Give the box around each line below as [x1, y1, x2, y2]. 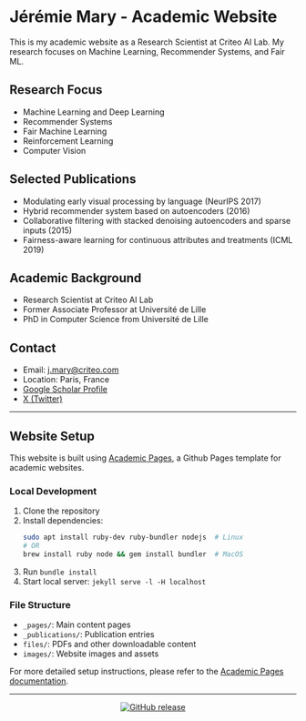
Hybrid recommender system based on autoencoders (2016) [22, 205, 250, 216]
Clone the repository [22, 505, 100, 516]
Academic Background [9, 270, 142, 286]
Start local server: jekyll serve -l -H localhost [22, 575, 207, 586]
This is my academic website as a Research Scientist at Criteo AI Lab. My [9, 36, 285, 47]
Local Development [9, 484, 97, 497]
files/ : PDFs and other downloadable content [22, 639, 197, 650]
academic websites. [9, 462, 85, 472]
